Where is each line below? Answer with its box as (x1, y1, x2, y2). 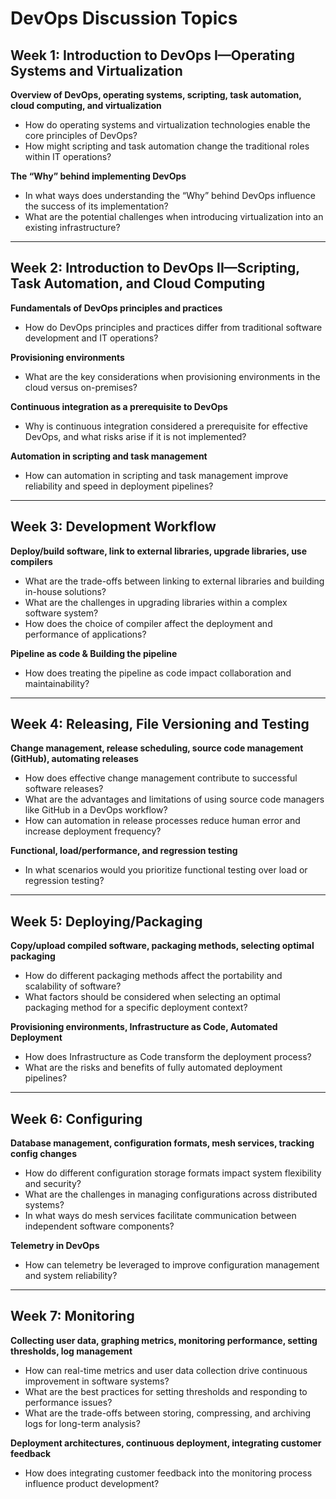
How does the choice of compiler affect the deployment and (24, 617, 273, 629)
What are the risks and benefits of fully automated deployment (24, 1062, 283, 1074)
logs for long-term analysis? (24, 1417, 141, 1429)
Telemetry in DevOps (10, 1240, 100, 1252)
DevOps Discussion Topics (10, 7, 238, 30)
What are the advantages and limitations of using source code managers (24, 793, 325, 806)
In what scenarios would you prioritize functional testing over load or (24, 864, 308, 876)
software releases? (24, 783, 104, 795)
